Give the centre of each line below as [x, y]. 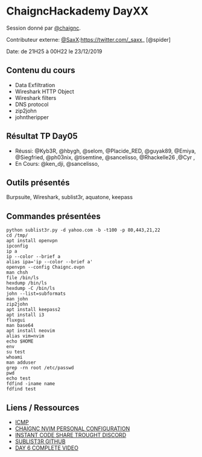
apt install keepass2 [33, 310]
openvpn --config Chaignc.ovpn [46, 268]
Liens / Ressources [43, 408]
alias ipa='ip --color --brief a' [50, 262]
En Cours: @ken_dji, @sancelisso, [57, 163]
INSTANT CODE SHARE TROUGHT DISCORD [71, 435]
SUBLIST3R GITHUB [40, 441]
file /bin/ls [23, 278]
